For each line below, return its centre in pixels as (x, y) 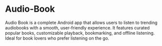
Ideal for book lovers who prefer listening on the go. (57, 38)
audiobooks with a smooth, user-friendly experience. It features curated (77, 27)
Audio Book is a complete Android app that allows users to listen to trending (81, 23)
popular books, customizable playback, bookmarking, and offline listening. (80, 33)
